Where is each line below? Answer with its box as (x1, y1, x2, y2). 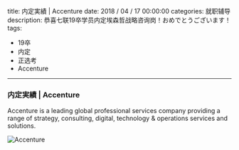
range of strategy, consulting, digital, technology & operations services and (7, 114, 228, 123)
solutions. (7, 122, 36, 130)
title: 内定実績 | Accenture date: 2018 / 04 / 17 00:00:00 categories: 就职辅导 (7, 7, 231, 15)
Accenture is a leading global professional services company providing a (7, 107, 221, 115)
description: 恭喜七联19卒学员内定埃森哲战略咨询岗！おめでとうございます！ (7, 16, 231, 24)
